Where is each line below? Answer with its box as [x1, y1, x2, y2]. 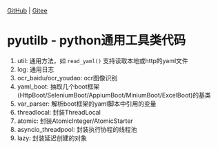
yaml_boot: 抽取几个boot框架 [17, 82, 100, 91]
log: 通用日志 [17, 65, 54, 73]
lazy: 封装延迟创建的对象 [17, 134, 88, 142]
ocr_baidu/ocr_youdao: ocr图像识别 [17, 73, 118, 82]
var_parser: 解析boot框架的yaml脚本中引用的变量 [17, 100, 157, 108]
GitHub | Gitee [7, 7, 48, 14]
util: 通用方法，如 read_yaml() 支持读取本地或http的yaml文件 [17, 56, 188, 65]
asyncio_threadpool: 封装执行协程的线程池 [17, 125, 137, 133]
